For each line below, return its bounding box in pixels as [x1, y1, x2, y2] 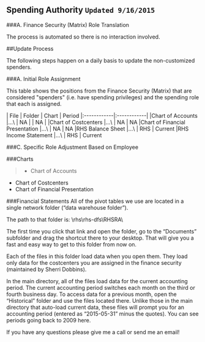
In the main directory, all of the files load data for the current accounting [6, 277, 188, 284]
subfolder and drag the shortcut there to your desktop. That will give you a [6, 234, 194, 241]
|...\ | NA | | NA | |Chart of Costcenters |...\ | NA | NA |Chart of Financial [6, 118, 185, 126]
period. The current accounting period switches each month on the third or [6, 284, 196, 291]
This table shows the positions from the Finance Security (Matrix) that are [6, 87, 192, 94]
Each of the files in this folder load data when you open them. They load [6, 253, 188, 260]
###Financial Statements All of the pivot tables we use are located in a [6, 197, 184, 205]
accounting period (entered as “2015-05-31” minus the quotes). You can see [6, 310, 199, 317]
